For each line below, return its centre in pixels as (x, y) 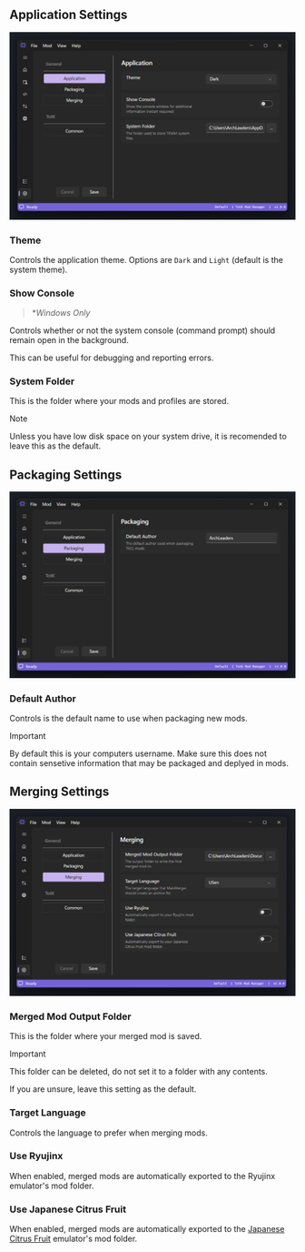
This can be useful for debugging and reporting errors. (112, 358)
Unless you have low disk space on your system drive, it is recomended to (148, 437)
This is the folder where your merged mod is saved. (106, 1036)
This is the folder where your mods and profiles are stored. (119, 401)
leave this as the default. (55, 446)
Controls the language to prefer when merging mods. (109, 1133)
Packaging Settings (66, 475)
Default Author (43, 698)
